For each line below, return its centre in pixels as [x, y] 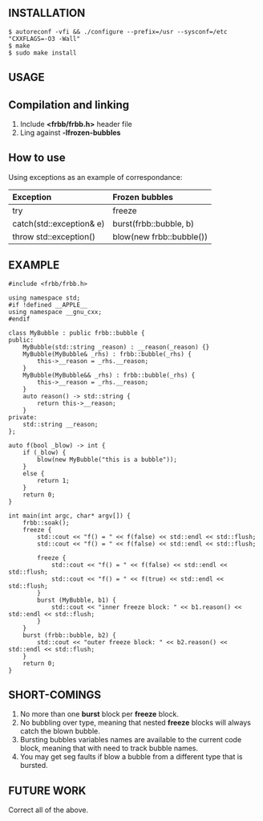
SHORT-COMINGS [55, 695]
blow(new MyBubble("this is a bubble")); [107, 460]
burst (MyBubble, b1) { [77, 600]
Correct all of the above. [49, 810]
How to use [37, 158]
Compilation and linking [69, 105]
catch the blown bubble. [60, 731]
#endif [19, 319]
